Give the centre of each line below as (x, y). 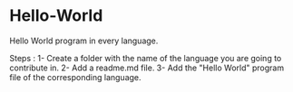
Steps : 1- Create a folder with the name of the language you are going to (146, 58)
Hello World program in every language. (84, 41)
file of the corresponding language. (76, 77)
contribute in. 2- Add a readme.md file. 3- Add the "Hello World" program (146, 68)
